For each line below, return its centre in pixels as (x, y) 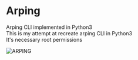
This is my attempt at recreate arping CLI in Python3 (69, 33)
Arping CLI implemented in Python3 (49, 27)
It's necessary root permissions (44, 39)
